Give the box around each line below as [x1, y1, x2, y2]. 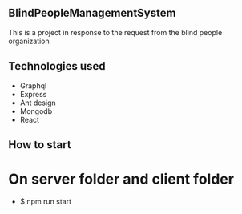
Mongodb [19, 106, 53, 115]
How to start [8, 138, 71, 151]
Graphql [19, 80, 47, 91]
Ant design [19, 98, 56, 107]
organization [8, 36, 50, 46]
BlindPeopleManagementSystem [8, 6, 176, 20]
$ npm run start [19, 196, 72, 206]
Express [19, 89, 47, 99]
